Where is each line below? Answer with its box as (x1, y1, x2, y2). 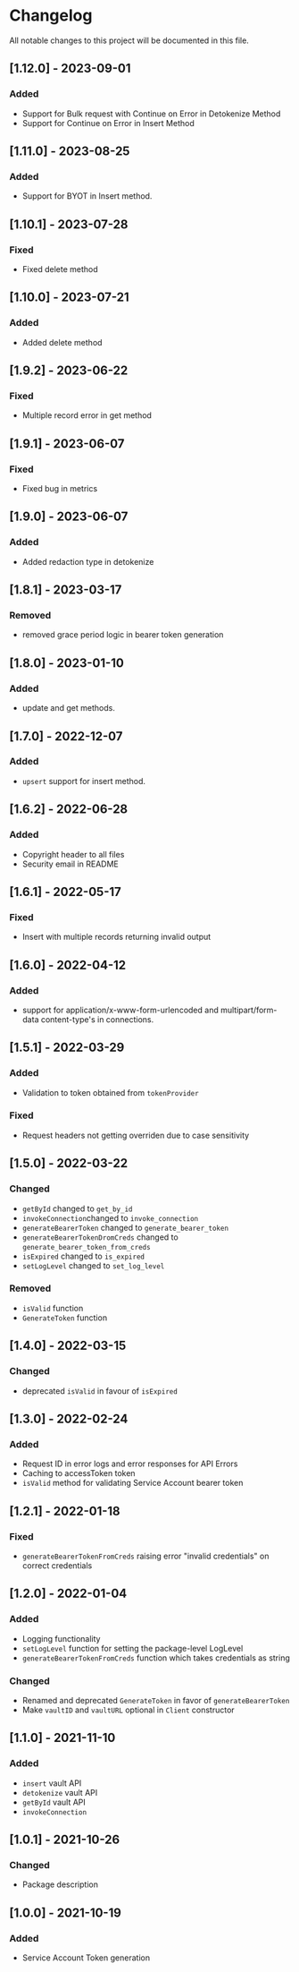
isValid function (21, 1302, 84, 1313)
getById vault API (21, 1797, 87, 1807)
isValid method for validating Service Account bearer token (21, 1478, 244, 1489)
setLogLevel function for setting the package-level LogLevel (21, 1643, 244, 1653)
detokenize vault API (21, 1787, 98, 1797)
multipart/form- (220, 1004, 278, 1015)
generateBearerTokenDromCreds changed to (21, 1232, 179, 1242)
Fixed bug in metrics (21, 483, 98, 494)
